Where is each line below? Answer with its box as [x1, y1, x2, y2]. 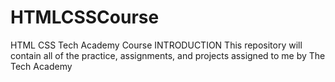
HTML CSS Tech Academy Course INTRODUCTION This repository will [10, 39, 303, 51]
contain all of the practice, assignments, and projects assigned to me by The [10, 49, 326, 61]
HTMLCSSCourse [10, 6, 160, 29]
